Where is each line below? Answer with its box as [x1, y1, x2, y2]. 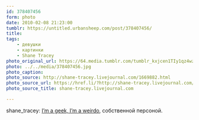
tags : [6, 36, 20, 42]
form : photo [6, 14, 36, 20]
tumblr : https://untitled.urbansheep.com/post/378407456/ [6, 25, 152, 31]
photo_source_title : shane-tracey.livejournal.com [6, 86, 134, 92]
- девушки [17, 42, 41, 48]
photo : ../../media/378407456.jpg [6, 63, 92, 70]
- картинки [17, 47, 44, 53]
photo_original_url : [6, 58, 57, 64]
